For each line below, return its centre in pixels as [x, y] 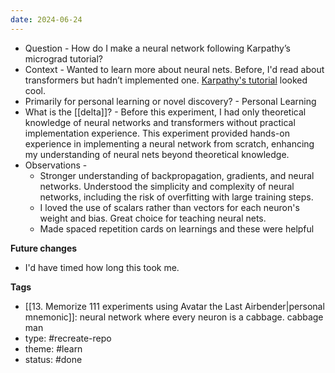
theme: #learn [53, 348]
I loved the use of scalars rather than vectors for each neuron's [169, 207]
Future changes [44, 248]
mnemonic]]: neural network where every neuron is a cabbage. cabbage [174, 317]
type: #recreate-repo [68, 338]
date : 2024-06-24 [46, 19]
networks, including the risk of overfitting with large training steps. [176, 197]
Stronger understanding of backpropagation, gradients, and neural [177, 175]
